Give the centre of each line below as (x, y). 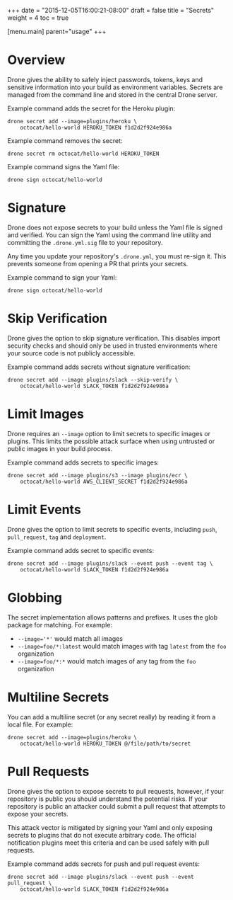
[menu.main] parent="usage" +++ (57, 32)
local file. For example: (40, 724)
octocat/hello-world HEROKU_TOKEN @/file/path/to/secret (106, 744)
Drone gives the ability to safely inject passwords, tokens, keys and (105, 79)
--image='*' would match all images (70, 638)
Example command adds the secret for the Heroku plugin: (91, 108)
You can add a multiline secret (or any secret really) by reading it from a (112, 717)
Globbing (35, 597)
